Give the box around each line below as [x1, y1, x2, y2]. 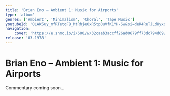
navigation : [5, 26, 30, 31]
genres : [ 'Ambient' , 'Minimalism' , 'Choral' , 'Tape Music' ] [5, 17, 135, 22]
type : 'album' [5, 12, 35, 17]
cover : [14, 31, 28, 36]
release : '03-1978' [5, 36, 47, 41]
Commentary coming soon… [5, 84, 65, 91]
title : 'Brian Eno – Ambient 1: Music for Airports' [5, 7, 119, 13]
